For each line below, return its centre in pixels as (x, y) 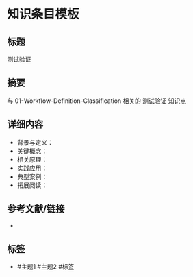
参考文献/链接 (36, 209)
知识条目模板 (43, 14)
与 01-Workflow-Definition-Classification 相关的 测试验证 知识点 (97, 101)
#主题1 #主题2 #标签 (46, 267)
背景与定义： (35, 142)
